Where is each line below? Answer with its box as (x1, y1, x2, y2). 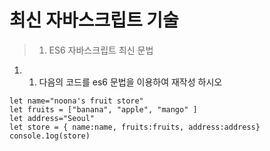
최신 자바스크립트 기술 (9, 9, 179, 32)
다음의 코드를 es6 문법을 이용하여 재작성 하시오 (38, 76, 223, 88)
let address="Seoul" (9, 113, 96, 123)
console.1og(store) (9, 131, 91, 141)
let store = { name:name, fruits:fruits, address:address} (9, 122, 261, 132)
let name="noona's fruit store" (9, 96, 144, 106)
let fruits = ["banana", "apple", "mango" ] (9, 104, 198, 115)
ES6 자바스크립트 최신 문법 (48, 44, 154, 56)
